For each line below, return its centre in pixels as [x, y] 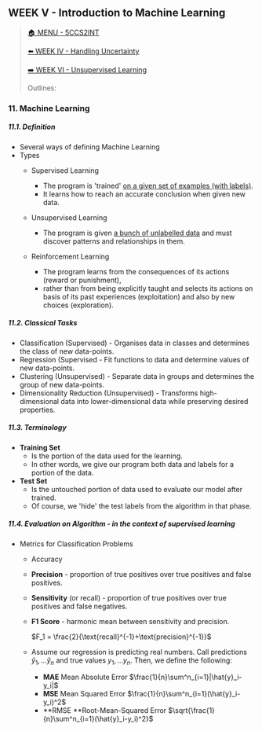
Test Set [33, 481]
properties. [37, 410]
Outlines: [42, 88]
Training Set [40, 447]
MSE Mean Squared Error [84, 694]
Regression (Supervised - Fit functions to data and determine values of [134, 359]
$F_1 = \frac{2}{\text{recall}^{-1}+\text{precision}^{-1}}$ [121, 637]
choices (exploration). [78, 305]
